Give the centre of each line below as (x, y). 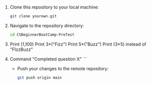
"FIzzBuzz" (21, 49)
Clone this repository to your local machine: (54, 7)
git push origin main (39, 78)
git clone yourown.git (33, 16)
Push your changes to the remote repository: (63, 68)
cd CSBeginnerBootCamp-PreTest (42, 35)
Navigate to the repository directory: (47, 25)
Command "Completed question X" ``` (49, 59)
